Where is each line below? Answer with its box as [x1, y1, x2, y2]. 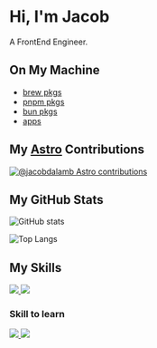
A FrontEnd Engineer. [9, 36, 88, 47]
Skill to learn [9, 308, 65, 321]
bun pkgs [22, 106, 58, 117]
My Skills [9, 260, 62, 275]
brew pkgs [22, 86, 62, 97]
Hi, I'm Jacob [9, 6, 110, 27]
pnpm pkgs [22, 96, 65, 107]
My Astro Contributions [9, 142, 145, 158]
